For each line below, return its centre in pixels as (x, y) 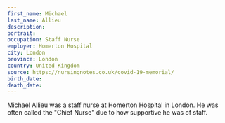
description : (26, 27)
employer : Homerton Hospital (50, 46)
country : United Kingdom (44, 66)
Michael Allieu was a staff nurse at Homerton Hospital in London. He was (113, 105)
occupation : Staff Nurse (44, 40)
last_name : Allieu (34, 20)
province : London (33, 59)
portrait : (22, 33)
